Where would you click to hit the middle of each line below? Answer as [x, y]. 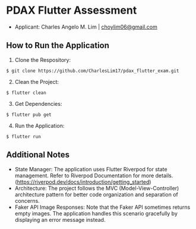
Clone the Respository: [43, 59]
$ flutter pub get [29, 114]
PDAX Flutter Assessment [72, 10]
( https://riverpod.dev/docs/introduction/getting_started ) [83, 181]
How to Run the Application [58, 46]
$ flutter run [24, 137]
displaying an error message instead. [60, 219]
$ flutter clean [26, 93]
